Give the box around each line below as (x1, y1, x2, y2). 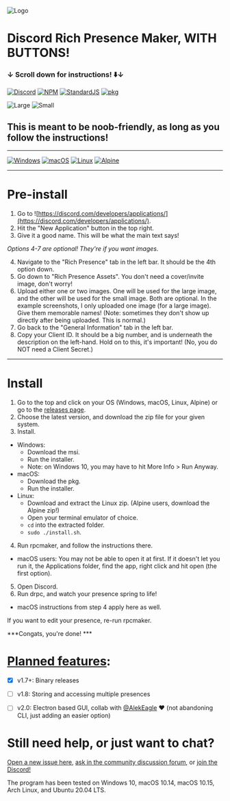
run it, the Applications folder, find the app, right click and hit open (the (16, 562, 217, 570)
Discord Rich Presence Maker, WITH (7, 31, 217, 46)
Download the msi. (27, 448, 80, 456)
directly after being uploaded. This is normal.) (16, 316, 146, 325)
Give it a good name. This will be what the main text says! (16, 232, 179, 240)
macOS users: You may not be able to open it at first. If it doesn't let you (16, 555, 220, 563)
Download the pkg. (27, 477, 81, 486)
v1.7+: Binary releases (16, 676, 80, 685)
